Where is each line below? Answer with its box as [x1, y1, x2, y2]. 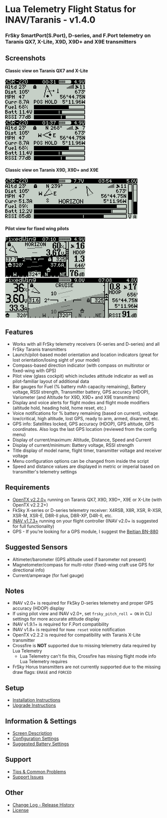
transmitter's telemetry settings [12, 468, 77, 474]
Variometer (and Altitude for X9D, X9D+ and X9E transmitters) [12, 394, 140, 400]
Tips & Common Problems [12, 768, 66, 774]
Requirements [5, 483, 50, 492]
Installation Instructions [12, 697, 61, 703]
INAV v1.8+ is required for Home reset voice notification [12, 627, 126, 633]
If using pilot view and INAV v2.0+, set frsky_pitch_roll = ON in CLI [12, 611, 152, 617]
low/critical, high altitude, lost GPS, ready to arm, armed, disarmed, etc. [12, 415, 160, 421]
